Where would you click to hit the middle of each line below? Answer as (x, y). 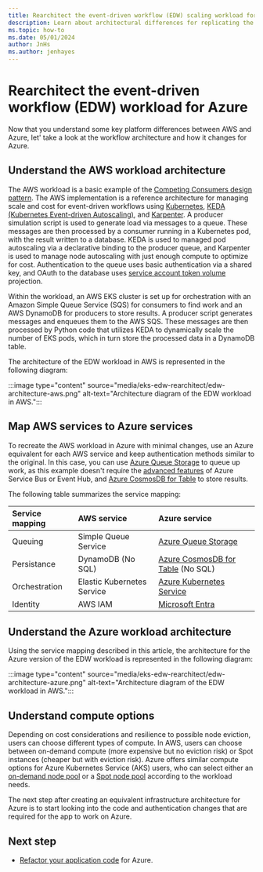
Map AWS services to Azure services (101, 427)
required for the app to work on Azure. (70, 816)
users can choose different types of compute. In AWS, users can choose (125, 743)
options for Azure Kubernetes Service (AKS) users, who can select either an (131, 768)
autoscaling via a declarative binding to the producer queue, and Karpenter (129, 247)
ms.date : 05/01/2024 (42, 37)
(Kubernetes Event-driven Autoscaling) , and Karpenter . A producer (116, 214)
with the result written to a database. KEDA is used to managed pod (117, 239)
